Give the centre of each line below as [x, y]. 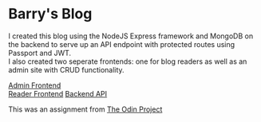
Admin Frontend [35, 85]
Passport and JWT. [40, 53]
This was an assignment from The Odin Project [85, 109]
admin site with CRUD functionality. [67, 69]
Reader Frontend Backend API [58, 93]
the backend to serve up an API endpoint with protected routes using [122, 44]
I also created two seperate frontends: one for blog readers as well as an [128, 61]
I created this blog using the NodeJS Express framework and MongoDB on [131, 36]
